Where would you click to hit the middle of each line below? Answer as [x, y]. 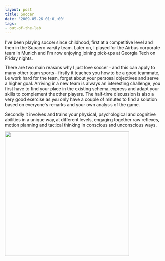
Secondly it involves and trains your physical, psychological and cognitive [81, 114]
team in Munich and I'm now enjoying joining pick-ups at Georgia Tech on [80, 53]
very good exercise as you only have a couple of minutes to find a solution [81, 99]
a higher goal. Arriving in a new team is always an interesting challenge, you [83, 84]
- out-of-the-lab [23, 28]
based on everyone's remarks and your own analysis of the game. [73, 105]
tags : [11, 24]
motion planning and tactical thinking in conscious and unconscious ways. [81, 125]
